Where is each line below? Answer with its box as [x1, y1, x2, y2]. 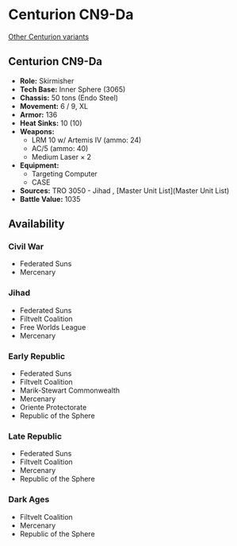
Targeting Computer [31, 168, 97, 178]
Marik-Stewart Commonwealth [19, 385, 120, 395]
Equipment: [19, 161, 59, 170]
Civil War [8, 241, 44, 252]
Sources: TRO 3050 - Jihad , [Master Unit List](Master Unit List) [19, 185, 230, 196]
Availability [8, 217, 65, 231]
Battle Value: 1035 [19, 194, 81, 203]
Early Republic [8, 350, 66, 362]
